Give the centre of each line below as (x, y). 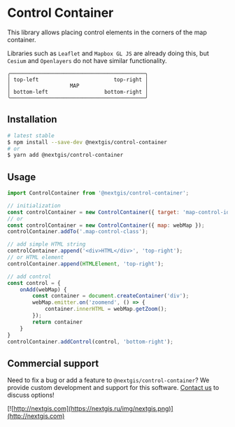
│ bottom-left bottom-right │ (78, 92)
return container (57, 322)
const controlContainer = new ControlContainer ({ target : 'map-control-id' (120, 212)
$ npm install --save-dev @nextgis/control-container (87, 142)
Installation (32, 119)
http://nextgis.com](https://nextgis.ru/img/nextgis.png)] (93, 409)
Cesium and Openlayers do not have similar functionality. (87, 60)
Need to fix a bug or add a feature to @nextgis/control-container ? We (108, 380)
